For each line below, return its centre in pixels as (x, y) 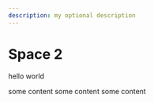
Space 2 (36, 54)
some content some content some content (77, 91)
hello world (26, 76)
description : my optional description (72, 15)
